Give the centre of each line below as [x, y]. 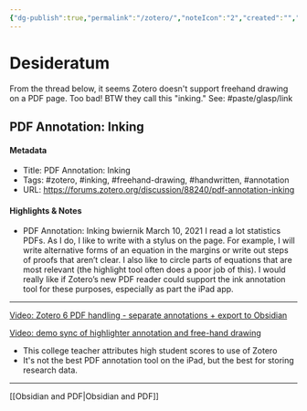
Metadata [28, 150]
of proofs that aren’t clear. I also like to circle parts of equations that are [157, 260]
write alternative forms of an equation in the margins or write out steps [156, 250]
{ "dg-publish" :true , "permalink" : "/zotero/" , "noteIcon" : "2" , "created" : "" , [153, 18]
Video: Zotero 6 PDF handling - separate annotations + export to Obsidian [148, 315]
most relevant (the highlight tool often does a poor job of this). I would [154, 269]
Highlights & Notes [46, 210]
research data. [50, 370]
